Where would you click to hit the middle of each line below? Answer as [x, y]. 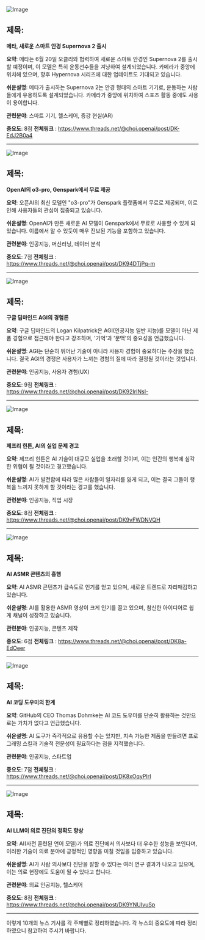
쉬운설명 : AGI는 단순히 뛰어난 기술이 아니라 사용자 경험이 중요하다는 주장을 [95, 351]
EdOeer [16, 648]
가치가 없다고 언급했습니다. [49, 723]
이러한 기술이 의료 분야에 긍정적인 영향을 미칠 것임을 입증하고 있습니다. [90, 851]
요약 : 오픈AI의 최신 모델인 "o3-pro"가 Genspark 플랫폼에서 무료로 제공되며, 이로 [102, 202]
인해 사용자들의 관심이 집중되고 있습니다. [54, 210]
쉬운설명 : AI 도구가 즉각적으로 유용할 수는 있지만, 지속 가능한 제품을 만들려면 [97, 735]
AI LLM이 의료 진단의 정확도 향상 [45, 830]
